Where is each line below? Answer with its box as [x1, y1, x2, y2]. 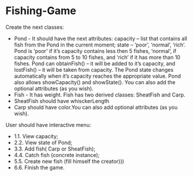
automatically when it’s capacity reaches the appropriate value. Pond [13, 72, 181, 79]
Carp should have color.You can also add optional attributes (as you [13, 103, 178, 111]
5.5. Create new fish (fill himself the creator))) [13, 158, 124, 165]
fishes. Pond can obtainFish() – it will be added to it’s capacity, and [13, 60, 175, 67]
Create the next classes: [5, 24, 65, 31]
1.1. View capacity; [13, 132, 59, 139]
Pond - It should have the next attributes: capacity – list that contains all [13, 35, 187, 42]
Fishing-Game [5, 4, 77, 18]
